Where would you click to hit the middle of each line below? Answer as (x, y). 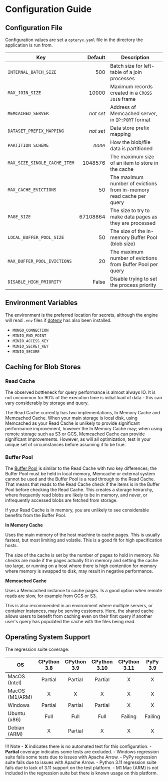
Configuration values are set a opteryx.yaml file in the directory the (74, 40)
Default (96, 57)
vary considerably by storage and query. (47, 403)
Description (135, 57)
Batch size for (126, 66)
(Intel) (15, 682)
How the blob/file (130, 142)
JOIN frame (123, 99)
